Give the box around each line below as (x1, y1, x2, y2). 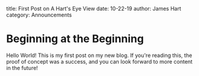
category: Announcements (6, 11, 72, 18)
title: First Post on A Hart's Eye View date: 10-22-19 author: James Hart (6, 5, 182, 12)
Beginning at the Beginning (6, 32, 144, 46)
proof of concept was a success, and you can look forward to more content (6, 58, 193, 65)
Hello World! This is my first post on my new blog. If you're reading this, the (6, 52, 192, 59)
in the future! (6, 64, 38, 71)
